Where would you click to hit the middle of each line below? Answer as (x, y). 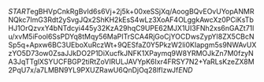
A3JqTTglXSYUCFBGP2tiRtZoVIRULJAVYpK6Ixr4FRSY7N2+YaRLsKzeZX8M (131, 61)
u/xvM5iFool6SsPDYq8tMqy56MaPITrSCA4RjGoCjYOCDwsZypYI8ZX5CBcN (131, 36)
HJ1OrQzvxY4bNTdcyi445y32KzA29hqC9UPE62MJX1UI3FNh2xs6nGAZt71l (131, 28)
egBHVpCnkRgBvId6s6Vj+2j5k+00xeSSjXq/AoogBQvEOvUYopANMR (142, 11)
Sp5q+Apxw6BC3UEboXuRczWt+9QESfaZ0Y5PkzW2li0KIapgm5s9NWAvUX (132, 45)
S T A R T (19, 11)
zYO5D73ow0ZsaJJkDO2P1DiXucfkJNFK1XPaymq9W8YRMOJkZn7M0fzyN (131, 53)
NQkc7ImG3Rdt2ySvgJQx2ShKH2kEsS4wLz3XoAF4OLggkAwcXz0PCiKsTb (131, 20)
